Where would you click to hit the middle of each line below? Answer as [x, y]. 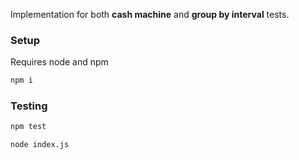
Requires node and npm [59, 62]
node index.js [40, 145]
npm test [28, 127]
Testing [29, 106]
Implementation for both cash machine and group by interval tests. [150, 14]
